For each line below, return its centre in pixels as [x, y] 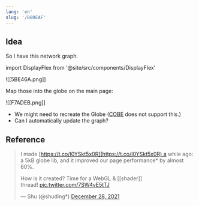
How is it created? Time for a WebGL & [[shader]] [81, 178]
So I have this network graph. [42, 56]
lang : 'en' [19, 12]
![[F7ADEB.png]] [25, 103]
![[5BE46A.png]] [26, 79]
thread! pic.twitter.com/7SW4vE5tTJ [65, 185]
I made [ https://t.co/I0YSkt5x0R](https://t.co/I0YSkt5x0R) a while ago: [107, 154]
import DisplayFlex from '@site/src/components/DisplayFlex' [81, 68]
